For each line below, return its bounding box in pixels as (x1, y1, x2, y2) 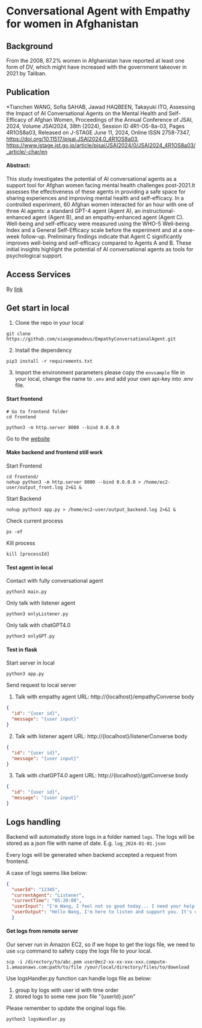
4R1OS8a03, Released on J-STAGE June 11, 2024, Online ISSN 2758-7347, (6, 128, 191, 136)
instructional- (142, 207, 176, 215)
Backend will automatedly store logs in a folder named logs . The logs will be (6, 833, 195, 840)
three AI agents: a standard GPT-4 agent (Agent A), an (6, 207, 141, 215)
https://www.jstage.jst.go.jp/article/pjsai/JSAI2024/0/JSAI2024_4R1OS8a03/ (6, 142, 196, 149)
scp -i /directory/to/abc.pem (6, 959, 82, 965)
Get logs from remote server (6, 927, 79, 935)
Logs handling (6, 817, 61, 827)
